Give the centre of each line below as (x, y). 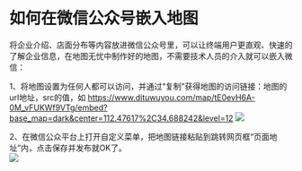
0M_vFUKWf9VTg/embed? (58, 107)
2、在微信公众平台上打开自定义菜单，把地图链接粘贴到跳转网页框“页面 (139, 136)
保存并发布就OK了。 (90, 148)
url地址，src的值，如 (48, 97)
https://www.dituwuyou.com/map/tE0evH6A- (172, 97)
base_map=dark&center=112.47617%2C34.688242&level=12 (121, 118)
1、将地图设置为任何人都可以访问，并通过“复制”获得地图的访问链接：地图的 (148, 86)
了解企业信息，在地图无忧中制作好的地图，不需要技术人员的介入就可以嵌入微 (151, 56)
